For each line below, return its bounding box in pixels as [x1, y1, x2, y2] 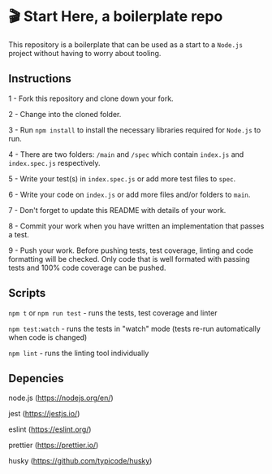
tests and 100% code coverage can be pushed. [8, 263, 166, 272]
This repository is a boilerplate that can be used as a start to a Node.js [8, 39, 244, 50]
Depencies [8, 372, 64, 385]
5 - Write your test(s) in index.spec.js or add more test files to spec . [8, 173, 236, 184]
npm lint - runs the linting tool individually [8, 348, 149, 358]
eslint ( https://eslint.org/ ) [8, 424, 92, 434]
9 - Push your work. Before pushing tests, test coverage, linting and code [8, 246, 253, 255]
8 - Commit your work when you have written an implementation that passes [8, 221, 265, 231]
